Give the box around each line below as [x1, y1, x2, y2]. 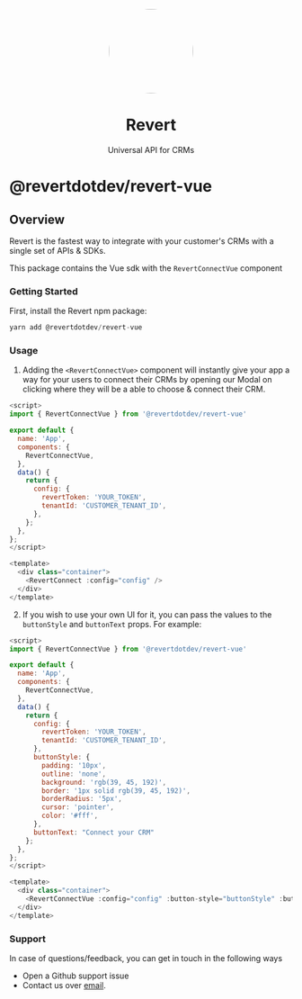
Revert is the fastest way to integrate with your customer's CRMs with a [9, 235, 274, 247]
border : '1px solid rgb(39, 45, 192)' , [41, 786, 191, 796]
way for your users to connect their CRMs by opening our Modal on [22, 374, 272, 385]
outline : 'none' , [41, 769, 106, 778]
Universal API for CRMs [107, 144, 195, 155]
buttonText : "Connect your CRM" [32, 828, 155, 837]
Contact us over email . [22, 979, 106, 990]
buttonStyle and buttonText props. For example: [22, 618, 202, 629]
